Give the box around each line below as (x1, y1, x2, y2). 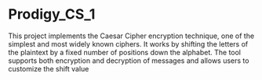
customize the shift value (8, 64, 89, 73)
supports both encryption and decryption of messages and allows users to (8, 56, 249, 65)
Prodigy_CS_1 (8, 5, 96, 23)
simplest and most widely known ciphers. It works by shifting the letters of (8, 39, 249, 48)
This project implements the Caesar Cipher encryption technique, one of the (8, 31, 255, 40)
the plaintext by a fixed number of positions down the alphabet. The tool (8, 47, 242, 57)
